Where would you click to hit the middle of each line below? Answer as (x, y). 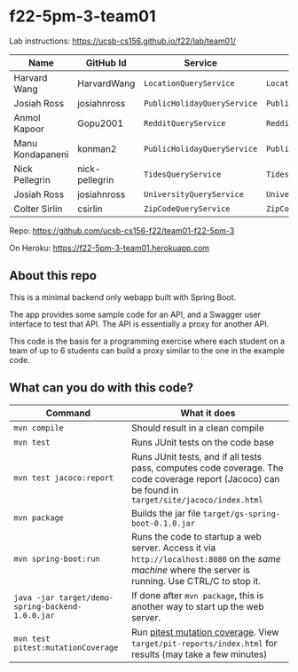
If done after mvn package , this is (198, 595)
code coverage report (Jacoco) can (206, 478)
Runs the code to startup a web (196, 536)
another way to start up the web (198, 606)
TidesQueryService (182, 174)
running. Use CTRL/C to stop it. (196, 581)
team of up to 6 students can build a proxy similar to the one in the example (147, 350)
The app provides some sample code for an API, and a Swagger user (135, 314)
